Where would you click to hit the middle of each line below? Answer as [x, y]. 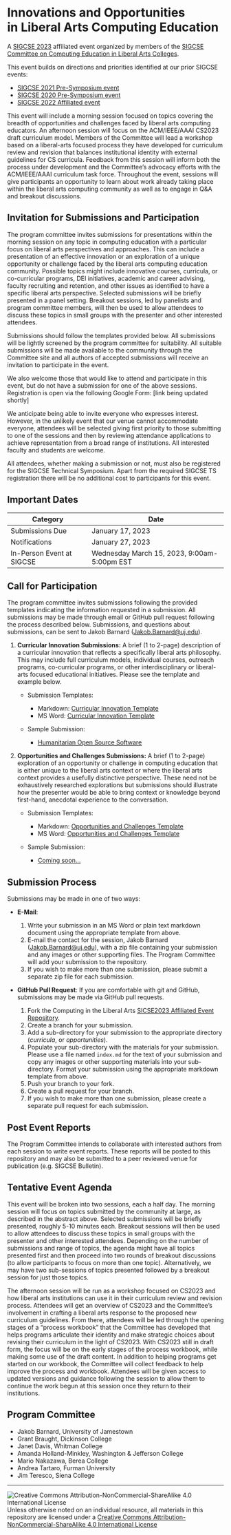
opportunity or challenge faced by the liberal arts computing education [107, 264]
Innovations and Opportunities [96, 13]
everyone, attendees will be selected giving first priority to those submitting [114, 428]
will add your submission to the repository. [87, 962]
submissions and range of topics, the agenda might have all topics [101, 1248]
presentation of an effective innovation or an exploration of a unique [103, 256]
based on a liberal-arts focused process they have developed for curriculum [115, 145]
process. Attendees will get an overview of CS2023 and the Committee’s [110, 1305]
